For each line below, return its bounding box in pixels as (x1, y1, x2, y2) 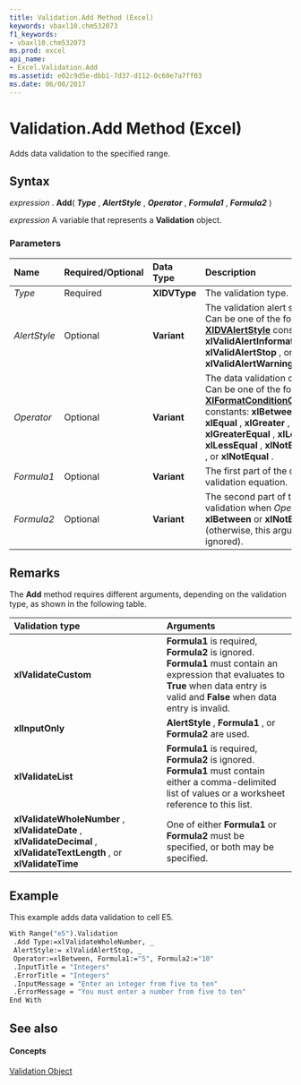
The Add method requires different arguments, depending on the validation (9, 589, 287, 600)
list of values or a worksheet (166, 787, 285, 799)
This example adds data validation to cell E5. (9, 912, 174, 923)
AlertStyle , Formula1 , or (166, 717, 276, 730)
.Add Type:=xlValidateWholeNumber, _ (13, 937, 154, 947)
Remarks (9, 566, 61, 581)
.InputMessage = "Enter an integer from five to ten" (13, 979, 219, 988)
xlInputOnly (13, 722, 65, 735)
